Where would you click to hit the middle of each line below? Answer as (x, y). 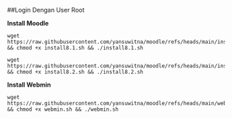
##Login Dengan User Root (46, 10)
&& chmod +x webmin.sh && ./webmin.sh (63, 109)
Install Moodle (28, 23)
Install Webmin (29, 85)
